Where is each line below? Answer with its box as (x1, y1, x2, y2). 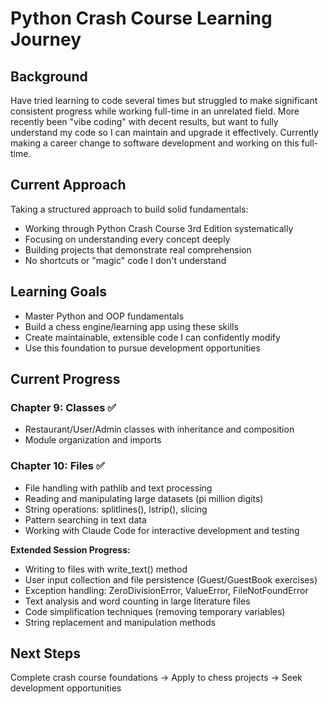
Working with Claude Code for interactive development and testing (24, 524, 300, 536)
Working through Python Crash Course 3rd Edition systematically (24, 222, 294, 234)
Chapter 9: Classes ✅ (10, 400, 117, 414)
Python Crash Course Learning (10, 7, 273, 30)
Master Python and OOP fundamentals (24, 310, 185, 322)
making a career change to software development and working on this (10, 137, 300, 149)
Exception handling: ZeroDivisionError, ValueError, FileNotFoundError (24, 584, 309, 596)
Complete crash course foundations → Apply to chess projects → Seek (10, 672, 303, 684)
